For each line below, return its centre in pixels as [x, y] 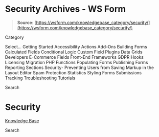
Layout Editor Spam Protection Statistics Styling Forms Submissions [73, 72]
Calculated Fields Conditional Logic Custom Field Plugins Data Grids [74, 52]
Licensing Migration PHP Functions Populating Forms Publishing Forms [77, 62]
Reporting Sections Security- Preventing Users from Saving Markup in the [79, 68]
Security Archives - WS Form [66, 9]
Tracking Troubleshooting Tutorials [40, 78]
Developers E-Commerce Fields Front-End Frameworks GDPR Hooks [74, 57]
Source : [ [27, 23]
